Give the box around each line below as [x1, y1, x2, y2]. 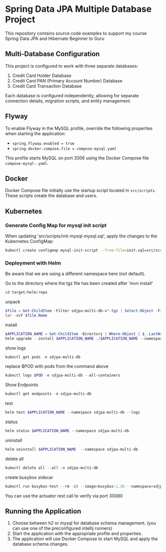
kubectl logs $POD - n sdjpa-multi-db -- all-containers [5, 373, 121, 378]
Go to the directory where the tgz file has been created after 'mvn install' [5, 280, 153, 286]
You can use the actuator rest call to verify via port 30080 [5, 493, 123, 499]
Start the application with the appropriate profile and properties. [12, 531, 142, 537]
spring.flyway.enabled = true [12, 141, 75, 146]
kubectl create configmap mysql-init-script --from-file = [5, 248, 127, 253]
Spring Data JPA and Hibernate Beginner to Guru [5, 36, 105, 41]
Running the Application [5, 507, 82, 515]
